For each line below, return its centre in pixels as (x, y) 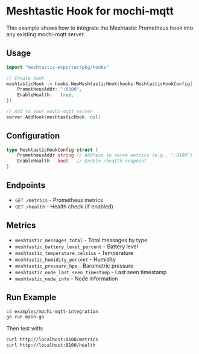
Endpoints (26, 185)
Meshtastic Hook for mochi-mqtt (90, 11)
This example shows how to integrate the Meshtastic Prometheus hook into (100, 28)
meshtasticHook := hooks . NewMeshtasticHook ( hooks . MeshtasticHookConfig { (99, 84)
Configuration (33, 136)
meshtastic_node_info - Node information (66, 278)
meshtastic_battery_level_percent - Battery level (77, 246)
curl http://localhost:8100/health (51, 346)
